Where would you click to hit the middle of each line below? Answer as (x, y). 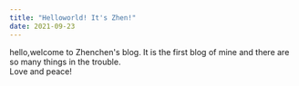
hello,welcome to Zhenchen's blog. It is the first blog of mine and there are (149, 52)
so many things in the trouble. (65, 62)
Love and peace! (41, 71)
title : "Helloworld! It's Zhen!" (73, 18)
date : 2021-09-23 (42, 26)
